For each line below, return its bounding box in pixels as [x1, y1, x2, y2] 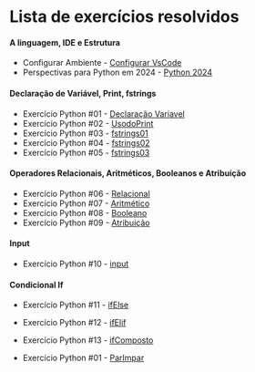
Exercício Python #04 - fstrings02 [22, 137, 150, 148]
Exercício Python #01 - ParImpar [22, 353, 145, 364]
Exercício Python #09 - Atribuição [22, 217, 150, 228]
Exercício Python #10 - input [22, 258, 129, 269]
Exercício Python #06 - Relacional [22, 188, 150, 199]
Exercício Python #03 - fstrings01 [22, 128, 148, 139]
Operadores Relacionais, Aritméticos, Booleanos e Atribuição [9, 168, 247, 179]
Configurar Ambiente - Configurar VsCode [22, 57, 182, 68]
